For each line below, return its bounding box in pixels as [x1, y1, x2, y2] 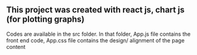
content [6, 43, 26, 50]
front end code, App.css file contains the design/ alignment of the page [6, 36, 185, 44]
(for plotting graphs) [6, 15, 85, 25]
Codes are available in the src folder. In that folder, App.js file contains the [6, 30, 191, 37]
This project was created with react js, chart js [6, 5, 185, 15]
